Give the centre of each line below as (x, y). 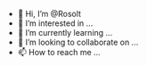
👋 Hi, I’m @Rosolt (49, 14)
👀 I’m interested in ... (55, 23)
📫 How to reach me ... (59, 52)
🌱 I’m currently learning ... (65, 33)
